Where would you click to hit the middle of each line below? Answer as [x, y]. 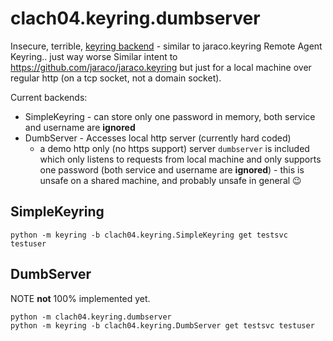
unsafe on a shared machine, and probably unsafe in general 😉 [170, 180]
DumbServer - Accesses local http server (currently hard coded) [158, 138]
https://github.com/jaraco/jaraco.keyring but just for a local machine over [161, 67]
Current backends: [49, 97]
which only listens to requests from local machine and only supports [180, 159]
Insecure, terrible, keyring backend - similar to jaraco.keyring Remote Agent [166, 46]
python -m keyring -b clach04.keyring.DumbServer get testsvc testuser [162, 325]
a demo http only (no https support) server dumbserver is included [174, 148]
